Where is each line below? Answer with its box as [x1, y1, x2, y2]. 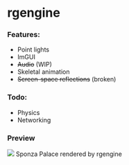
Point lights [17, 45, 50, 54]
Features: [7, 30, 40, 40]
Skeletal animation [17, 68, 70, 76]
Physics [17, 108, 40, 116]
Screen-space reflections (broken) [17, 75, 117, 84]
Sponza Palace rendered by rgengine [15, 150, 123, 158]
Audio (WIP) [17, 61, 52, 69]
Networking [17, 116, 51, 124]
